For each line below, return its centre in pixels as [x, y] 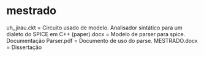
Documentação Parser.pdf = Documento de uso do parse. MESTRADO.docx [102, 40]
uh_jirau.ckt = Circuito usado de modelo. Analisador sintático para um [94, 28]
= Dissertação [24, 47]
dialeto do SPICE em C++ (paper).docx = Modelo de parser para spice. [96, 34]
